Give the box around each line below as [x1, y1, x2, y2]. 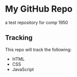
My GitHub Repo [5, 3, 73, 15]
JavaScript [12, 66, 34, 72]
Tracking [5, 34, 33, 42]
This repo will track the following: [5, 46, 72, 52]
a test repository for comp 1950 [5, 19, 68, 25]
